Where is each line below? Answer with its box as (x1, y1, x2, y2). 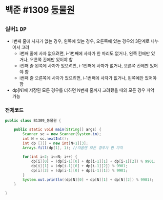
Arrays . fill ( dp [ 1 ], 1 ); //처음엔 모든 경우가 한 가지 (22, 145, 123, 150)
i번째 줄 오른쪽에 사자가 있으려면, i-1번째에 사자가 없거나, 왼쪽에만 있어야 (19, 75, 157, 81)
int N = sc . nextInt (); (22, 136, 69, 141)
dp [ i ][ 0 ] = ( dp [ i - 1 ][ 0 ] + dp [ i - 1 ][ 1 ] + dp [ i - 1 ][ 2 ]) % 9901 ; (31, 159, 156, 164)
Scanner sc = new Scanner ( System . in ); (22, 132, 102, 137)
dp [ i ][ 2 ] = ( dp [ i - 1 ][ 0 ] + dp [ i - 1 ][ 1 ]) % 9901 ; (31, 168, 128, 173)
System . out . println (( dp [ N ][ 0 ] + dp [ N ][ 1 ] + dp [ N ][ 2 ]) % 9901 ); (22, 177, 154, 182)
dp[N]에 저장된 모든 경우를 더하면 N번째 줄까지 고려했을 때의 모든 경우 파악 (12, 87, 155, 93)
